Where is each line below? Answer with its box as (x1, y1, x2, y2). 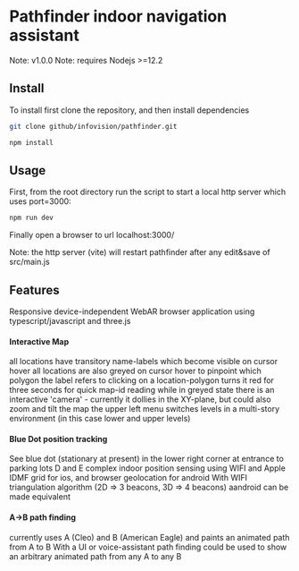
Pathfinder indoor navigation (9, 6, 228, 27)
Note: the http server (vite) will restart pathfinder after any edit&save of (9, 247, 270, 258)
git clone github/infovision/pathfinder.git (9, 122, 178, 131)
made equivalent (9, 491, 71, 502)
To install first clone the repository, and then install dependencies (9, 105, 250, 115)
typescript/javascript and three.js (9, 316, 131, 326)
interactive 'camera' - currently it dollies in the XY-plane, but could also (9, 394, 271, 405)
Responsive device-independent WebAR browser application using (9, 306, 255, 317)
